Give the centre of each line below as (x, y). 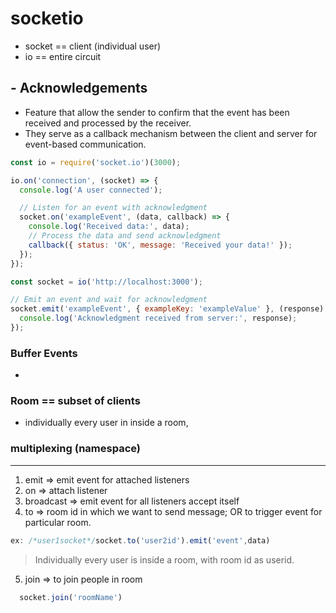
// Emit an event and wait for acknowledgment (109, 300)
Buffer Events (44, 353)
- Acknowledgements (79, 88)
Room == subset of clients (75, 401)
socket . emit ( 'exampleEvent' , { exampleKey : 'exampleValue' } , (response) (167, 309)
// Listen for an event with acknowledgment (113, 208)
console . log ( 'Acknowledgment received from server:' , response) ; (158, 318)
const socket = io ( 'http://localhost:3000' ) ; (106, 282)
